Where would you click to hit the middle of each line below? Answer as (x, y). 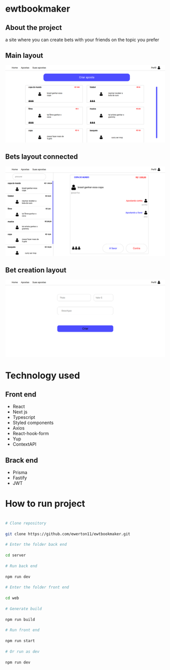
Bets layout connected (42, 157)
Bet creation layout (36, 270)
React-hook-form (31, 434)
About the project (34, 28)
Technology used (43, 376)
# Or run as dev (22, 651)
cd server (16, 555)
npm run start (20, 641)
